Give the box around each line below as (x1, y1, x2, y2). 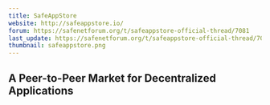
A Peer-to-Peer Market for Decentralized (8, 71, 217, 85)
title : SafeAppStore (8, 11, 78, 20)
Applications (8, 83, 74, 97)
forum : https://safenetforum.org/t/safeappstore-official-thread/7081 (8, 26, 250, 34)
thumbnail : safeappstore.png (8, 42, 106, 50)
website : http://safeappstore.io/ (8, 19, 125, 27)
